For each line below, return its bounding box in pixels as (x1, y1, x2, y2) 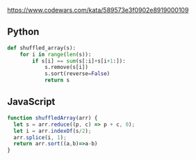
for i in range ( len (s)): (19, 51, 92, 58)
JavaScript (7, 96, 56, 108)
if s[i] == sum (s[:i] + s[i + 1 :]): (32, 57, 126, 65)
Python (7, 26, 40, 38)
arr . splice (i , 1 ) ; (13, 134, 67, 141)
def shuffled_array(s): (7, 45, 76, 51)
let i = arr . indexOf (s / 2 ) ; (13, 127, 92, 134)
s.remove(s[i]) (44, 64, 89, 71)
